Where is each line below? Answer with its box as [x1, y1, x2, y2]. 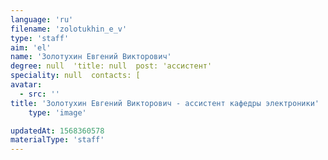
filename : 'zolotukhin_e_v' [10, 24, 128, 34]
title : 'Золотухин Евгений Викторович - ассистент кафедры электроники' [10, 98, 320, 108]
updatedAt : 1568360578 [10, 126, 105, 136]
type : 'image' [28, 107, 87, 118]
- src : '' [19, 89, 60, 99]
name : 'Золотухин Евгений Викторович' [10, 52, 172, 62]
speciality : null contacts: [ [10, 71, 141, 81]
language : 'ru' [10, 14, 74, 25]
